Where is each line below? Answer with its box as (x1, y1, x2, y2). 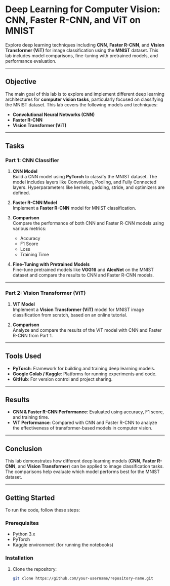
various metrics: (12, 225, 47, 231)
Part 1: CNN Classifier (5, 157, 60, 164)
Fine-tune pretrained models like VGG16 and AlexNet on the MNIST (12, 267, 154, 273)
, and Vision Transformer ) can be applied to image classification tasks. (15, 463, 164, 470)
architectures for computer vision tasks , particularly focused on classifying (5, 96, 163, 102)
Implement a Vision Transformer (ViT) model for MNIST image (12, 306, 144, 312)
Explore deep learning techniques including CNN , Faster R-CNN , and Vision (5, 42, 164, 48)
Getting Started (5, 493, 55, 502)
